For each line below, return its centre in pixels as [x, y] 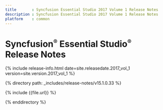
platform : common [27, 19]
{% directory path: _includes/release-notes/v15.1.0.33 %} [63, 83]
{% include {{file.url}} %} [31, 92]
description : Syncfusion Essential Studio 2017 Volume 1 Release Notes [82, 14]
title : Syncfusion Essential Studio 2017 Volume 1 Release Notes [82, 10]
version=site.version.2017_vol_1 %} [40, 73]
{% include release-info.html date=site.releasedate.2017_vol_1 [68, 68]
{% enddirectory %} [26, 102]
